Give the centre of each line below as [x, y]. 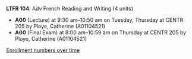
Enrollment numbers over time [43, 50]
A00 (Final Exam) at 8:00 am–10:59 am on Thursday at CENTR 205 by [100, 32]
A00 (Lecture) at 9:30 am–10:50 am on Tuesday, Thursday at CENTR [99, 20]
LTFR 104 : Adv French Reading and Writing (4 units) [70, 9]
